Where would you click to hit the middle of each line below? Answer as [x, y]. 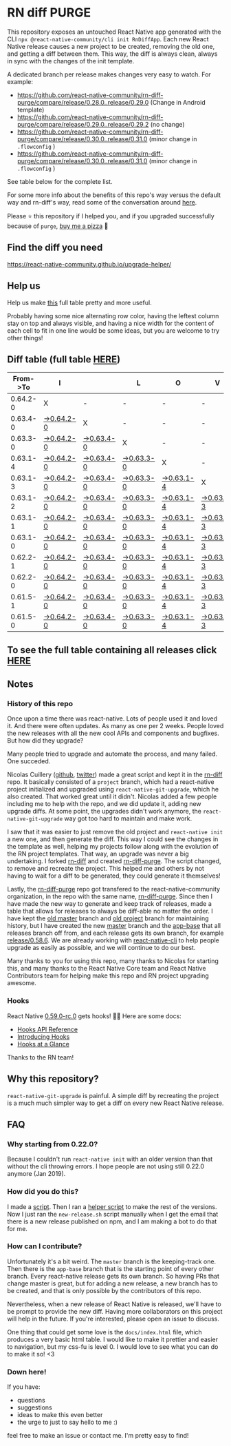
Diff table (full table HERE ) [64, 359]
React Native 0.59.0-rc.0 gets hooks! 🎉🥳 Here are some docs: [95, 1016]
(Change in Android [178, 102]
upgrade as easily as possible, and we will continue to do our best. [101, 948]
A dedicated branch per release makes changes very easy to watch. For [109, 74]
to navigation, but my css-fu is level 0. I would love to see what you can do [113, 1346]
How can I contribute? [45, 1246]
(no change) [167, 124]
